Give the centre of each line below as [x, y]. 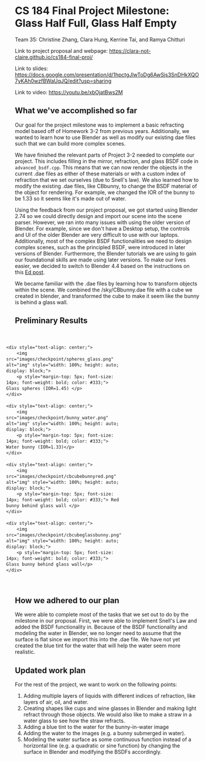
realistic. [25, 652]
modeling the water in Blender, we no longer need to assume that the [98, 633]
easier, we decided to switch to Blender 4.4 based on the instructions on [102, 266]
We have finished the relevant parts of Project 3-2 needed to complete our [105, 155]
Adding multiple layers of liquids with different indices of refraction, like [110, 696]
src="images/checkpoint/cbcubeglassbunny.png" [64, 535]
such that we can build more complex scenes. [70, 143]
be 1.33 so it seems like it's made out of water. [71, 198]
